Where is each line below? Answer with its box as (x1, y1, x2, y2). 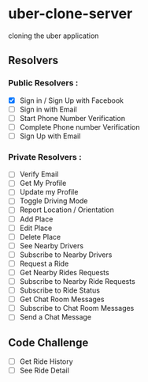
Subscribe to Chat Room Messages (19, 304, 135, 313)
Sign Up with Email (19, 131, 81, 141)
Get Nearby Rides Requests (19, 267, 109, 277)
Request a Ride (19, 259, 69, 268)
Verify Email (19, 169, 59, 179)
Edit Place (19, 223, 53, 233)
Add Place (19, 214, 54, 224)
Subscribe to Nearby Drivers (19, 250, 113, 259)
